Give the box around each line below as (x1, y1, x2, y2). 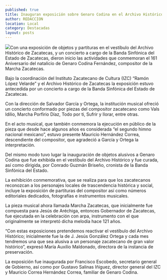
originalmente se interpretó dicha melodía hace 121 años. (5, 218, 122, 224)
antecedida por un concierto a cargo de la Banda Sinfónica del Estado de (5, 86, 155, 92)
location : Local (5, 21, 39, 26)
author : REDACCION (5, 16, 43, 21)
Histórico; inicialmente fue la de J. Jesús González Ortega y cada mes (5, 233, 149, 239)
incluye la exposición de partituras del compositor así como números (5, 188, 147, 194)
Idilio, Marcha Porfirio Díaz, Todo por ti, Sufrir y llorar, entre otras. (5, 111, 139, 117)
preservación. (5, 249, 34, 255)
